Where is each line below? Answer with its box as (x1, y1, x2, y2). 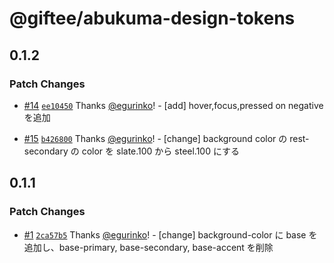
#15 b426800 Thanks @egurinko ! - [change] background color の (23, 132, 288, 144)
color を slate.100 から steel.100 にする (81, 145, 241, 157)
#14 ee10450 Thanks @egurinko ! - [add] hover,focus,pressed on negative (23, 99, 324, 111)
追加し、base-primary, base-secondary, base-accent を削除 (23, 241, 274, 253)
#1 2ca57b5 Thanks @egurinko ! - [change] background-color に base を (23, 228, 318, 241)
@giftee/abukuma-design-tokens (9, 7, 296, 30)
